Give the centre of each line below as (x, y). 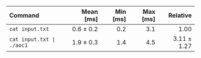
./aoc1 (19, 45)
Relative (180, 15)
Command (25, 15)
